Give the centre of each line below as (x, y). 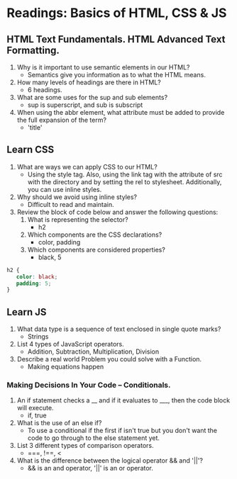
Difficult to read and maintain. (71, 204)
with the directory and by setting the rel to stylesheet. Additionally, (125, 181)
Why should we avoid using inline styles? (77, 197)
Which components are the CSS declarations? (95, 235)
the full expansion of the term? (62, 120)
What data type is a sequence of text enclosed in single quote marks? (119, 329)
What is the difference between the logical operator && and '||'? (110, 461)
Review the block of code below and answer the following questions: (117, 212)
